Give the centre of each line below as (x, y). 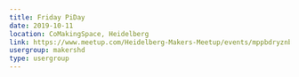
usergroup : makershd (48, 50)
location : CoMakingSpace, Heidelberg (79, 34)
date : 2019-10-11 (41, 26)
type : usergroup (39, 58)
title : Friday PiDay (48, 17)
